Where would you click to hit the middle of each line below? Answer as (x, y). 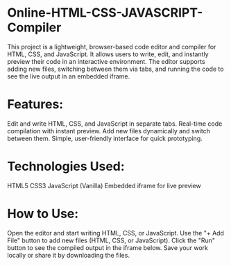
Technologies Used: (66, 166)
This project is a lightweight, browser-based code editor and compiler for (112, 47)
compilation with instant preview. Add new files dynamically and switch (109, 131)
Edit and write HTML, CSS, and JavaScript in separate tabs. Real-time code (115, 124)
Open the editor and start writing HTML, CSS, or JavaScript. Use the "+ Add (115, 233)
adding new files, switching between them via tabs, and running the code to (115, 69)
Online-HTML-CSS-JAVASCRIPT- (105, 13)
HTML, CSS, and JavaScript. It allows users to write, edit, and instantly (108, 54)
